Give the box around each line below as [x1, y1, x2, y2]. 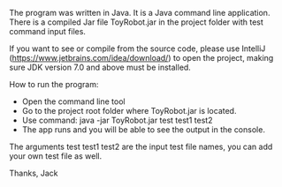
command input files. [9, 26, 87, 36]
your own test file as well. [9, 151, 103, 161]
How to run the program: [9, 79, 99, 89]
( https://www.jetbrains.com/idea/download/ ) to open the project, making [9, 53, 274, 63]
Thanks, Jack [9, 168, 59, 178]
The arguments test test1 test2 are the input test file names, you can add [9, 141, 273, 152]
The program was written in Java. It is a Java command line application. [9, 8, 271, 18]
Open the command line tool [21, 96, 126, 107]
